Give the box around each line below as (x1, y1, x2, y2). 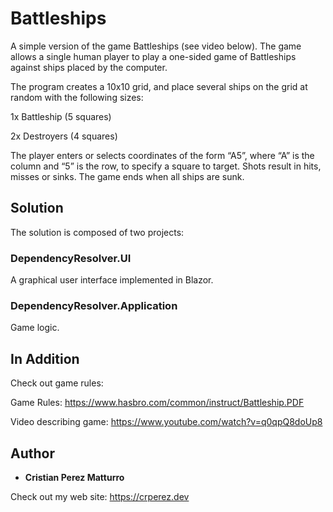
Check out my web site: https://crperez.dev (10, 490, 190, 502)
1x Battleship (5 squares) (10, 110, 112, 122)
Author (10, 445, 55, 462)
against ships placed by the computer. (10, 61, 168, 73)
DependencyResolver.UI (10, 251, 132, 265)
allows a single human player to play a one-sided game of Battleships (10, 50, 297, 62)
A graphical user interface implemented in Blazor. (10, 274, 214, 286)
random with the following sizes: (10, 91, 144, 103)
